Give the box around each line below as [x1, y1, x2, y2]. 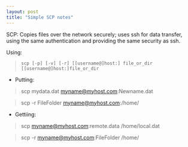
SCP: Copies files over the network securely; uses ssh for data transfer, [6, 30, 183, 38]
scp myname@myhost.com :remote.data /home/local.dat [20, 122, 160, 129]
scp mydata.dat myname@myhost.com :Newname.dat [20, 87, 154, 94]
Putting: [14, 76, 35, 83]
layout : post [6, 8, 39, 15]
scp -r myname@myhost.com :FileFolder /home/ [20, 134, 140, 141]
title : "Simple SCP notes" [6, 14, 74, 20]
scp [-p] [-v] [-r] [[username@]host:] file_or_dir [20, 60, 153, 66]
